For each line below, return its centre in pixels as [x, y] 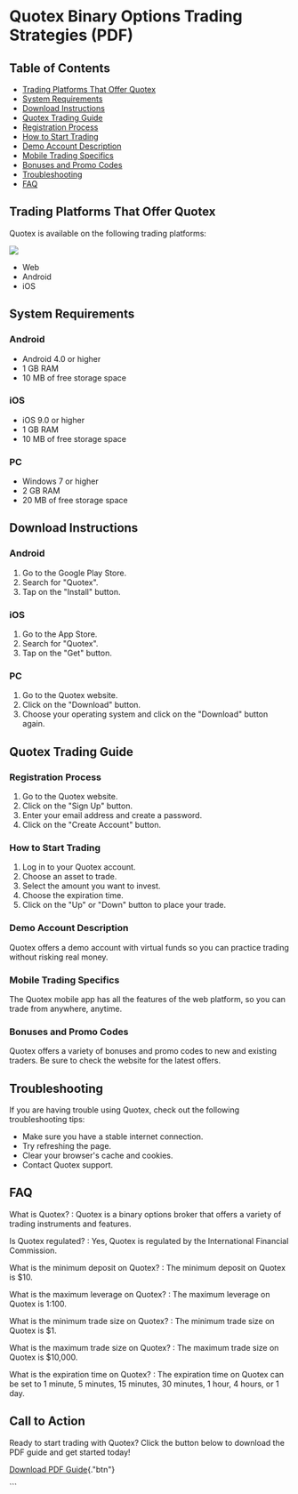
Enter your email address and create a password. [112, 815]
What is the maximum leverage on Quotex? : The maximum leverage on [140, 1294]
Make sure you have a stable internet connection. [113, 1137]
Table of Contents [60, 68]
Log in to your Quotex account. [79, 867]
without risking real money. [59, 957]
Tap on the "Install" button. [72, 591]
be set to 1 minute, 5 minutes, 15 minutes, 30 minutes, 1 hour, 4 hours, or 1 [144, 1384]
